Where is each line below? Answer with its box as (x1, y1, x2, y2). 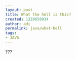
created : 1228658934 (5, 16, 49, 21)
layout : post (5, 7, 33, 12)
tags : (5, 30, 17, 35)
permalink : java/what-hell (5, 26, 62, 31)
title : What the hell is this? (5, 12, 71, 17)
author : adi (5, 21, 30, 26)
